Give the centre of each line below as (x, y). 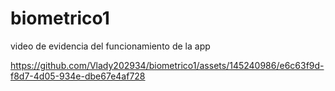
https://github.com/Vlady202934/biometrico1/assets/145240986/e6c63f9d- (167, 65)
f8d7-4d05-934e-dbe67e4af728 (78, 76)
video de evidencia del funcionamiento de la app (110, 46)
